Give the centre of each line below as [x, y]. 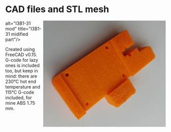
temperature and [23, 86]
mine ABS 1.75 [20, 103]
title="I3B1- [30, 28]
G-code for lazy [22, 60]
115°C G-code [20, 92]
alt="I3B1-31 [18, 23]
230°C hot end [21, 81]
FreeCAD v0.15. [21, 55]
